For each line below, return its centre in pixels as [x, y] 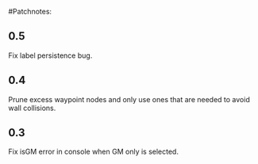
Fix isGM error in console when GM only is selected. [93, 152]
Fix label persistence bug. [50, 55]
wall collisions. [32, 108]
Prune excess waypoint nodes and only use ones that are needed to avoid [129, 99]
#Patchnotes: [30, 11]
